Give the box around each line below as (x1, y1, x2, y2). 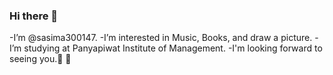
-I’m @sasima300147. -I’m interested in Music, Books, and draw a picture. (9, 32, 313, 44)
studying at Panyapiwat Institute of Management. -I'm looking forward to (23, 42, 323, 54)
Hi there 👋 (9, 9, 59, 23)
